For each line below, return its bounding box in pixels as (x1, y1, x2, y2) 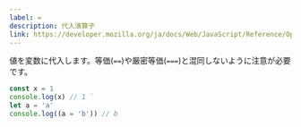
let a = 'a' (9, 101, 54, 110)
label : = (9, 13, 42, 22)
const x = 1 (9, 84, 54, 94)
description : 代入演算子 (9, 21, 96, 30)
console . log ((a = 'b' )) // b (9, 109, 118, 118)
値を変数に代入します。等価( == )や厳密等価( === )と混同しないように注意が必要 (9, 55, 291, 66)
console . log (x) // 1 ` (9, 93, 94, 102)
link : (9, 30, 30, 38)
